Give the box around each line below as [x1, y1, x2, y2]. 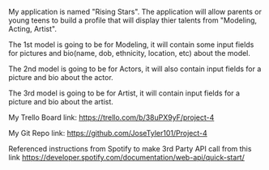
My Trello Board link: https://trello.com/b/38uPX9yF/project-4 [8, 113, 215, 122]
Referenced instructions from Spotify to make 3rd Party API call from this [8, 144, 252, 153]
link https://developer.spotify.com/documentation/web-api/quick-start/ [8, 153, 245, 162]
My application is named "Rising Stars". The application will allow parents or [8, 7, 262, 16]
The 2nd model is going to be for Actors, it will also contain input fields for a [8, 64, 262, 74]
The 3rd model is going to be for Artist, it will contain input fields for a [8, 88, 241, 98]
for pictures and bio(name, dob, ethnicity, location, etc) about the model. [8, 49, 251, 57]
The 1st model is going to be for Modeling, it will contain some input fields [8, 40, 254, 49]
